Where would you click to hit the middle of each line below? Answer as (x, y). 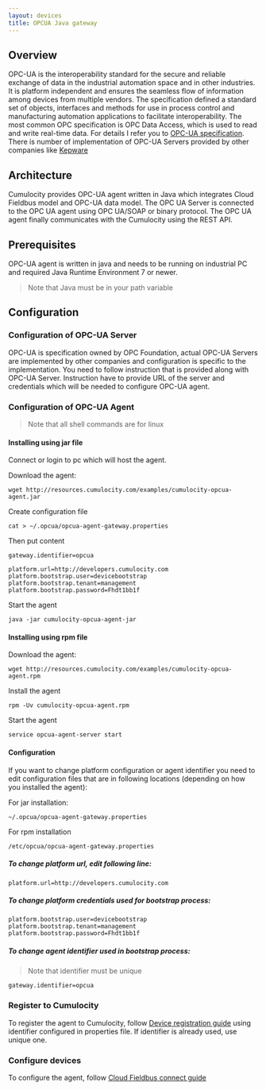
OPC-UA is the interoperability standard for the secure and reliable (117, 74)
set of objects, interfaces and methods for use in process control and (121, 108)
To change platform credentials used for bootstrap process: (110, 901)
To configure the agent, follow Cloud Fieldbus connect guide (107, 1078)
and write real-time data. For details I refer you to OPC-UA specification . (126, 133)
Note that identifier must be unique (85, 971)
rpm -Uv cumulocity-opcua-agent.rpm (69, 705)
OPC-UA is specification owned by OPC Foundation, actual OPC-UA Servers (133, 352)
